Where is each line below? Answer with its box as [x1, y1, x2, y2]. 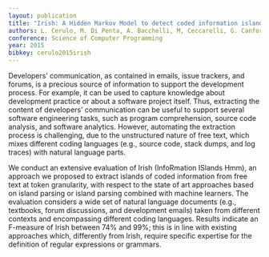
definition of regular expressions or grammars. [8, 239, 162, 249]
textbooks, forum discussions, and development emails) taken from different [8, 206, 260, 215]
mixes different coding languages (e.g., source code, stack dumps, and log [8, 139, 256, 148]
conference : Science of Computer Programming [8, 34, 163, 42]
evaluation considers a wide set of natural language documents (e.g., [8, 197, 237, 207]
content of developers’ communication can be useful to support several [8, 105, 245, 114]
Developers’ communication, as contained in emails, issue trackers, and [8, 71, 245, 80]
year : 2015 [8, 42, 45, 50]
